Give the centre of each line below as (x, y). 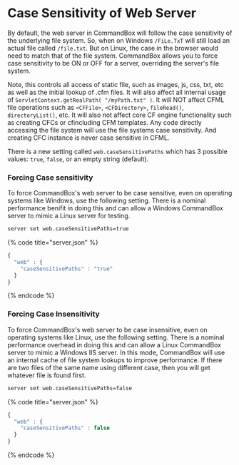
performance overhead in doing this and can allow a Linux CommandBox (115, 344)
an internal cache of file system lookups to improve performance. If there (115, 360)
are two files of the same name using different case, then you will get (109, 367)
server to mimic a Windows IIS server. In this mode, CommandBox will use (116, 352)
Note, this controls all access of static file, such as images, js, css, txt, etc (116, 84)
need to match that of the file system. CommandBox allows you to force (113, 56)
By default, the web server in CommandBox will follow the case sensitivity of (120, 33)
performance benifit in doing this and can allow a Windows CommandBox (115, 208)
